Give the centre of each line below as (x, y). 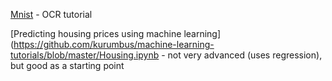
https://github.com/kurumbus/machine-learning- (114, 44)
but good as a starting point (67, 65)
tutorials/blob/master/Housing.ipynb (85, 55)
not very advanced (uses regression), (245, 55)
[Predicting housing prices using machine (96, 33)
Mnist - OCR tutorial (51, 14)
